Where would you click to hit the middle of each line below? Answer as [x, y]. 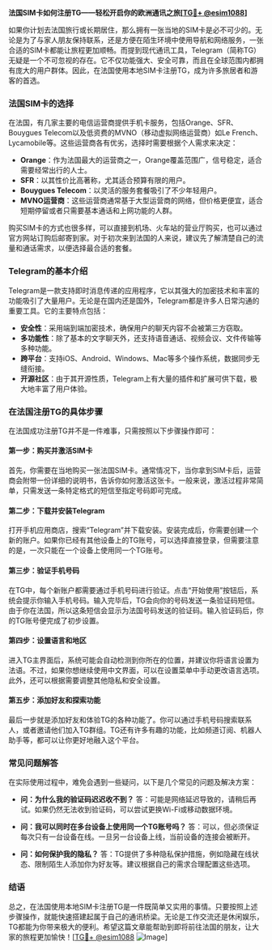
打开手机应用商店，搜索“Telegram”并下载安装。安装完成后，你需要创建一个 [134, 530]
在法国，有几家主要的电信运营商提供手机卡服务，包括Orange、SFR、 [123, 123]
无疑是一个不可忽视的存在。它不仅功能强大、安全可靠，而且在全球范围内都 [132, 60]
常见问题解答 [34, 763]
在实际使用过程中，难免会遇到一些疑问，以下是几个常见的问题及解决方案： [132, 782]
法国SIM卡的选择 [41, 103]
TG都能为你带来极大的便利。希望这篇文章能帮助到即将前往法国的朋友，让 [130, 927]
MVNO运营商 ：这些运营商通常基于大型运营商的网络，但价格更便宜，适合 [141, 201]
